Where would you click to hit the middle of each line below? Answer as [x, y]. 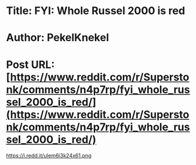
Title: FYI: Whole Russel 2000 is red [96, 11]
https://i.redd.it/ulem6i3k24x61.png [49, 156]
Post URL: [30, 64]
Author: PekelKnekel [58, 38]
